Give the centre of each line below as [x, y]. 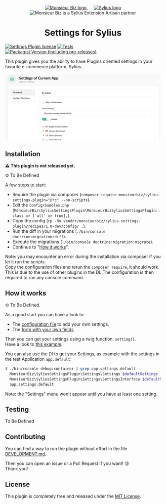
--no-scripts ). [76, 200]
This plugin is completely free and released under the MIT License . [73, 496]
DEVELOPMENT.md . [26, 454]
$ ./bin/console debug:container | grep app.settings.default [70, 369]
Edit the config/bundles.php [41, 205]
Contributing [25, 437]
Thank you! [17, 469]
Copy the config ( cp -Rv [37, 221]
